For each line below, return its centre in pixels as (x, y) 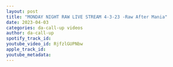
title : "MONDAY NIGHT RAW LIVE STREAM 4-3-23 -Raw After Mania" (87, 17)
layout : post (22, 11)
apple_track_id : (26, 50)
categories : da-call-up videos (45, 28)
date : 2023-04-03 (27, 22)
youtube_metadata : (29, 55)
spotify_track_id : (29, 38)
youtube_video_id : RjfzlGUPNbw (45, 44)
